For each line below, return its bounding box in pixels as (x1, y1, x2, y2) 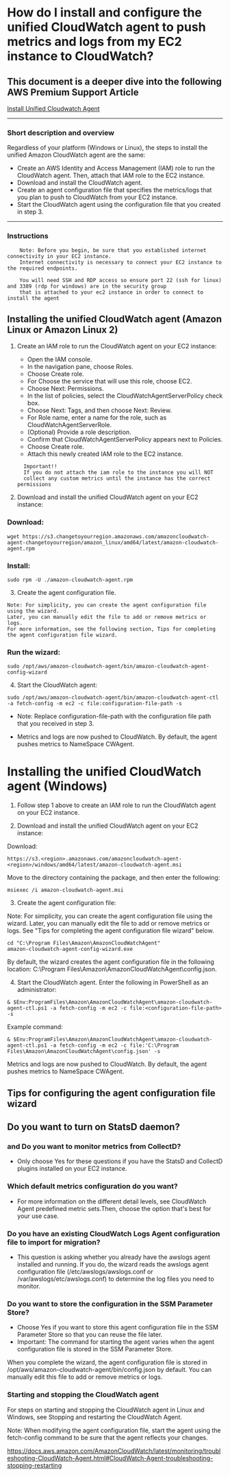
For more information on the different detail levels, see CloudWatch (16, 1197, 207, 1206)
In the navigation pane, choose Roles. (27, 363, 133, 371)
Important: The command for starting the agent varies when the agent (16, 1338, 214, 1346)
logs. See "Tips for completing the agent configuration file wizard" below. (7, 926, 214, 935)
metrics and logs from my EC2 (7, 34, 183, 49)
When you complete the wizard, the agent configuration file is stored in (7, 1358, 207, 1366)
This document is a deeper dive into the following (7, 75, 222, 87)
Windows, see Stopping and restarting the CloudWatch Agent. (7, 1412, 183, 1421)
